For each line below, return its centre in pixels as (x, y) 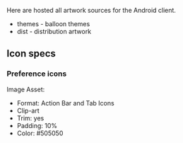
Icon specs (31, 53)
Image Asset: (26, 89)
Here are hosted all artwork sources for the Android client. (91, 10)
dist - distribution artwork (54, 32)
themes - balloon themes (53, 24)
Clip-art (28, 110)
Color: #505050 (40, 133)
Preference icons (37, 74)
